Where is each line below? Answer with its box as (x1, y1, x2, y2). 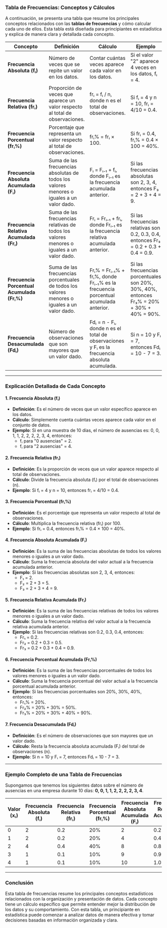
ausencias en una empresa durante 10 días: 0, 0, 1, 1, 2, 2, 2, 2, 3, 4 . (5, 787, 144, 793)
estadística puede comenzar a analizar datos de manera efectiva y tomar (5, 912, 155, 918)
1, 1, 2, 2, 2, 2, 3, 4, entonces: (12, 433, 73, 439)
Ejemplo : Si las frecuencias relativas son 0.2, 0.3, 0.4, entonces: (12, 629, 144, 635)
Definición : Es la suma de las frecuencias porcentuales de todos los (12, 667, 153, 673)
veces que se (49, 61, 81, 68)
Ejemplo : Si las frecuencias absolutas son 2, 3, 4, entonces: (12, 569, 135, 575)
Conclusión (5, 879, 34, 886)
